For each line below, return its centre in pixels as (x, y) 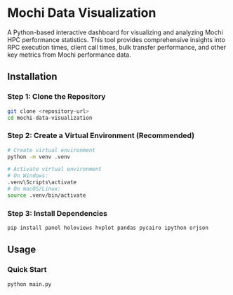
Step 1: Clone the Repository (56, 97)
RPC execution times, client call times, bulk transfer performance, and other (117, 47)
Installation (32, 77)
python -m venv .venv (39, 157)
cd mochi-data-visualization (50, 118)
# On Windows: (28, 176)
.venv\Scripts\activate (42, 183)
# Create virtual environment (52, 150)
